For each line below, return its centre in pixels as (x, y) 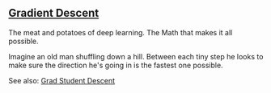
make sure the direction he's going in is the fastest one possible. (116, 65)
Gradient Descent (54, 13)
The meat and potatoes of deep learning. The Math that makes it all (121, 32)
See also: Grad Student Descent (62, 80)
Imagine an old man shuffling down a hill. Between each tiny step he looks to (136, 56)
